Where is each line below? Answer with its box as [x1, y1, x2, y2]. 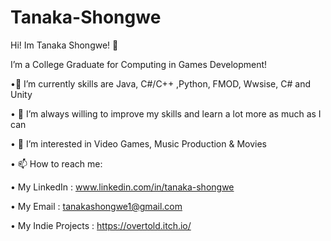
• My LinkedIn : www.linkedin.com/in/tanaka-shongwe [10, 181, 235, 193]
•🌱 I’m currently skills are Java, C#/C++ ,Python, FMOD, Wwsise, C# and [10, 77, 311, 90]
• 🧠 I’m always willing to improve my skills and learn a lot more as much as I [10, 107, 322, 120]
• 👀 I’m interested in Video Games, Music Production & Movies [10, 137, 268, 150]
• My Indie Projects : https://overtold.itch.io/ [10, 219, 192, 231]
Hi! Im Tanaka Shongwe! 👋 [10, 39, 119, 51]
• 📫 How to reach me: [10, 157, 103, 170]
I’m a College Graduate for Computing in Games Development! [10, 58, 268, 70]
